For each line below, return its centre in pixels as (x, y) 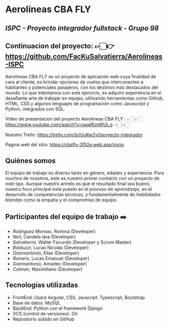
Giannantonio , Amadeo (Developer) (50, 264)
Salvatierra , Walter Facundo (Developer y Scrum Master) (72, 242)
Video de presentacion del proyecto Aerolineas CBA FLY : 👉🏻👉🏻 (74, 119)
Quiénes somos (30, 160)
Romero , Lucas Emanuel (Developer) (51, 258)
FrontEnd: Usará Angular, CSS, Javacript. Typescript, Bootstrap (79, 297)
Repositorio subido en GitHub (43, 319)
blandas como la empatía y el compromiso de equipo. (61, 200)
